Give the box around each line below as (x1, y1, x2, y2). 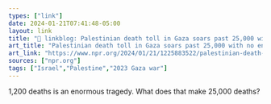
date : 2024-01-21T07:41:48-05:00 (8, 19, 121, 27)
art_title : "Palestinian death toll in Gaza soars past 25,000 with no (8, 42, 254, 50)
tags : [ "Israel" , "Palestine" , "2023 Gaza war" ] (8, 64, 168, 73)
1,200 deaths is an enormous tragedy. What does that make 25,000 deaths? (8, 86, 261, 96)
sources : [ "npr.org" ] (8, 57, 81, 65)
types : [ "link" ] (8, 11, 63, 20)
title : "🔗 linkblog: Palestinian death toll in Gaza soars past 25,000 (8, 34, 254, 43)
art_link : (8, 49, 42, 57)
